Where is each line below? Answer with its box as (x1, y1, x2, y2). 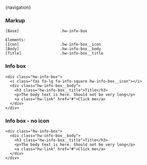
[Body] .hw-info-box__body (5, 46, 101, 51)
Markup (5, 17, 25, 24)
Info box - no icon (5, 117, 50, 124)
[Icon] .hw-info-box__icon (5, 42, 101, 47)
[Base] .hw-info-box (5, 29, 87, 34)
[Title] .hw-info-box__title (5, 51, 103, 56)
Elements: (5, 38, 26, 43)
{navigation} (5, 5, 32, 10)
